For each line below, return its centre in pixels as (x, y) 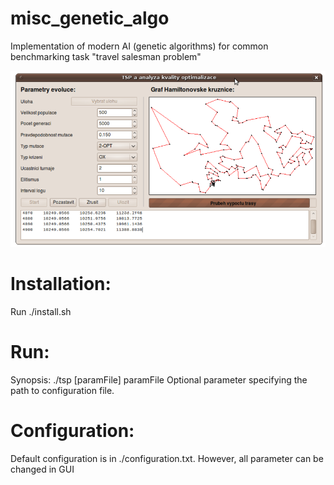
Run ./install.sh (41, 311)
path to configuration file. (62, 390)
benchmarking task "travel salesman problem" (106, 56)
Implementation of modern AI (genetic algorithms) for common (139, 46)
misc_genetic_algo (90, 18)
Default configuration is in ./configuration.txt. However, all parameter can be (167, 458)
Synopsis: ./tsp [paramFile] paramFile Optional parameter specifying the (159, 379)
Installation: (61, 284)
